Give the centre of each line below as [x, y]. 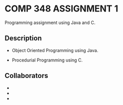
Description [23, 38]
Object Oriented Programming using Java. [55, 50]
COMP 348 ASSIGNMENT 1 [61, 9]
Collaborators [26, 76]
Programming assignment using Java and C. [50, 22]
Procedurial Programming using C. [47, 60]
